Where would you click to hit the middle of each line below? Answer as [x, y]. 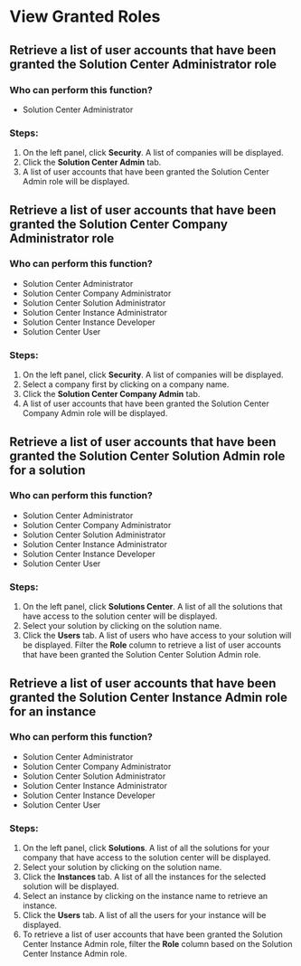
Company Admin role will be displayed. [95, 413]
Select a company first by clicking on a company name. [126, 384]
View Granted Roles [85, 17]
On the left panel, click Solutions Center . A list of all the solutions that [152, 607]
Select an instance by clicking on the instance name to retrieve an [145, 896]
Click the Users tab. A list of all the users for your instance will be [144, 915]
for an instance [53, 711]
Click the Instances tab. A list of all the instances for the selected [144, 877]
